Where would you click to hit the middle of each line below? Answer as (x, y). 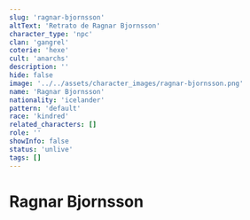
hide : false (31, 75)
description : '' (39, 67)
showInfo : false (39, 141)
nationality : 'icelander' (57, 100)
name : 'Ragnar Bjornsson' (57, 91)
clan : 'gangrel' (39, 42)
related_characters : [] (53, 125)
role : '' (25, 133)
